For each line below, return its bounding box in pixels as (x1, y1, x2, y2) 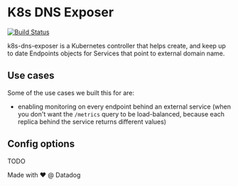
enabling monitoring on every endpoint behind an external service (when (17, 102, 231, 111)
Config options (7, 138, 75, 150)
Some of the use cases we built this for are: (7, 88, 135, 97)
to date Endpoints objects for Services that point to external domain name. (7, 49, 225, 58)
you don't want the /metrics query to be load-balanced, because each (17, 109, 225, 118)
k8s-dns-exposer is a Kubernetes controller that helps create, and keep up (7, 41, 226, 50)
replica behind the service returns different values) (17, 117, 167, 126)
